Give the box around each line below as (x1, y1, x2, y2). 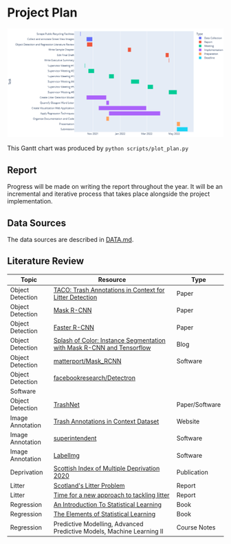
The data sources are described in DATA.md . (7, 236, 134, 244)
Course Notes (176, 523, 216, 532)
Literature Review (7, 255, 85, 267)
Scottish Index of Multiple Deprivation (53, 464, 160, 473)
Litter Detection (53, 293, 98, 301)
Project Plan (7, 5, 78, 21)
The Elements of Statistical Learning (53, 510, 156, 518)
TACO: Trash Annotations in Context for (53, 285, 165, 294)
